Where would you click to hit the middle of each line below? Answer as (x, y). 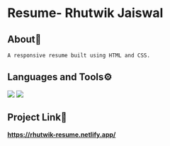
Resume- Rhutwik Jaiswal (85, 13)
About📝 (24, 39)
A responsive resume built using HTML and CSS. (79, 55)
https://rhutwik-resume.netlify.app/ (62, 134)
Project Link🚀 (37, 117)
